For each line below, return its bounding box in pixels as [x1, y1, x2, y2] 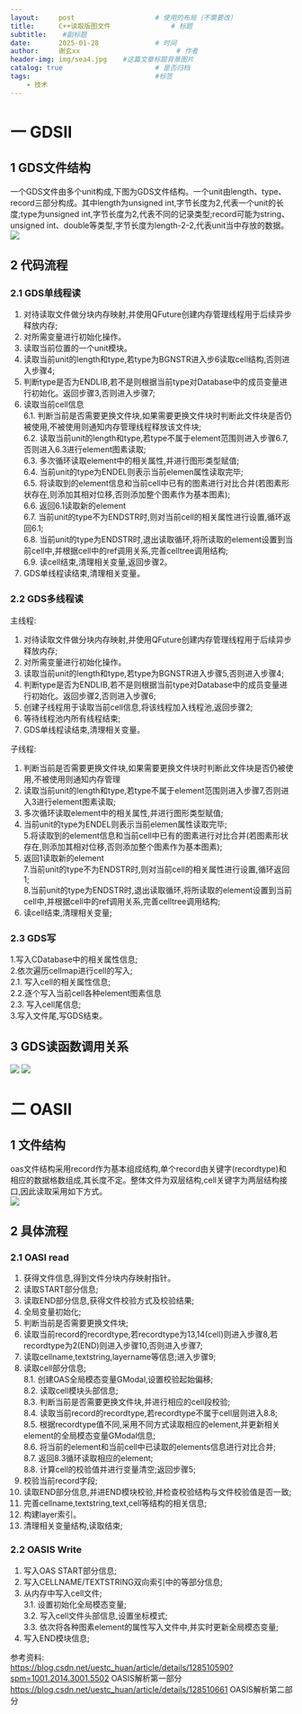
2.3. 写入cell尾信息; [10, 999, 82, 1010]
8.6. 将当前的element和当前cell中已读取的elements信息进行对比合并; [22, 1442, 277, 1453]
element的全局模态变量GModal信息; [22, 1430, 156, 1441]
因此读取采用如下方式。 [20, 1185, 108, 1196]
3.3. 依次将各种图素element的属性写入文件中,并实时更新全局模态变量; [22, 1621, 280, 1632]
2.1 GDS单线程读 [10, 286, 82, 299]
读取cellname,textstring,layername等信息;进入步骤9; [22, 1352, 217, 1363]
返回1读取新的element [22, 852, 104, 863]
